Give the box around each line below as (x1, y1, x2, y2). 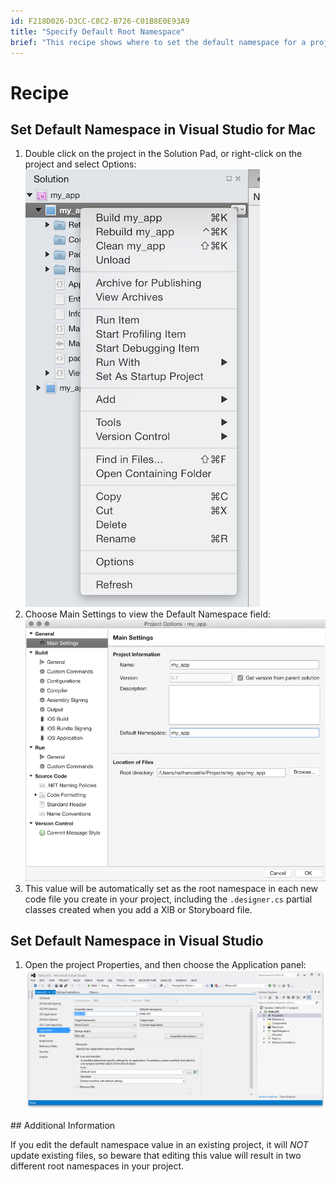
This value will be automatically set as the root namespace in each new (24, 882, 319, 894)
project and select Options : (24, 158, 137, 170)
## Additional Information (10, 1119, 116, 1131)
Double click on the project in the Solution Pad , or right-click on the (24, 148, 303, 160)
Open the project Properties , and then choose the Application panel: (24, 959, 307, 971)
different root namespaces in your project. (10, 1160, 185, 1172)
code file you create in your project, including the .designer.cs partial (24, 893, 313, 905)
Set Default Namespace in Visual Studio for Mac (10, 121, 317, 138)
